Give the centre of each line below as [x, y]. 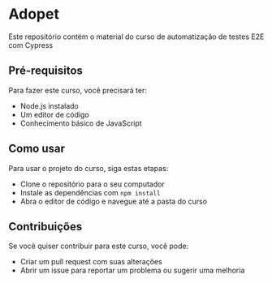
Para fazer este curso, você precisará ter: [78, 90]
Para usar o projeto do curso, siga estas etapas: [89, 168]
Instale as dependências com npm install [90, 192]
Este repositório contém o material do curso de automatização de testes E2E [136, 36]
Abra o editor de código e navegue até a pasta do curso [114, 201]
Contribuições [45, 227]
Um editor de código [54, 114]
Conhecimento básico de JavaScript [81, 123]
